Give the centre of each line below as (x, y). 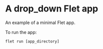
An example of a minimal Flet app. (40, 22)
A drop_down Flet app (52, 9)
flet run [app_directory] (32, 41)
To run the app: (21, 32)
